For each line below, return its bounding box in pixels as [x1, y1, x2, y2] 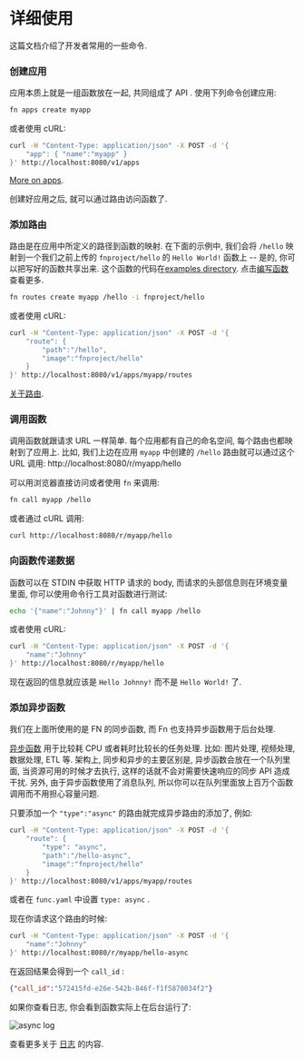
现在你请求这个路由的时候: [9, 914, 108, 925]
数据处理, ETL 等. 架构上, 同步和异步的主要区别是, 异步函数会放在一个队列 [9, 755, 283, 766]
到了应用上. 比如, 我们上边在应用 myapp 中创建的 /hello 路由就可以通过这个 [16, 447, 295, 458]
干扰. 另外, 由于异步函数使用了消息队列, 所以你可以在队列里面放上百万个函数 [9, 777, 293, 788]
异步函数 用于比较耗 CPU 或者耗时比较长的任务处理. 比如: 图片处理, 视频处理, [9, 743, 296, 754]
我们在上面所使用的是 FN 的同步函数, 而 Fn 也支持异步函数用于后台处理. [9, 724, 276, 735]
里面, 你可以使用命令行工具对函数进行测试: [9, 588, 168, 599]
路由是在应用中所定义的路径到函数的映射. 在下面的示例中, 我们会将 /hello [9, 241, 284, 252]
